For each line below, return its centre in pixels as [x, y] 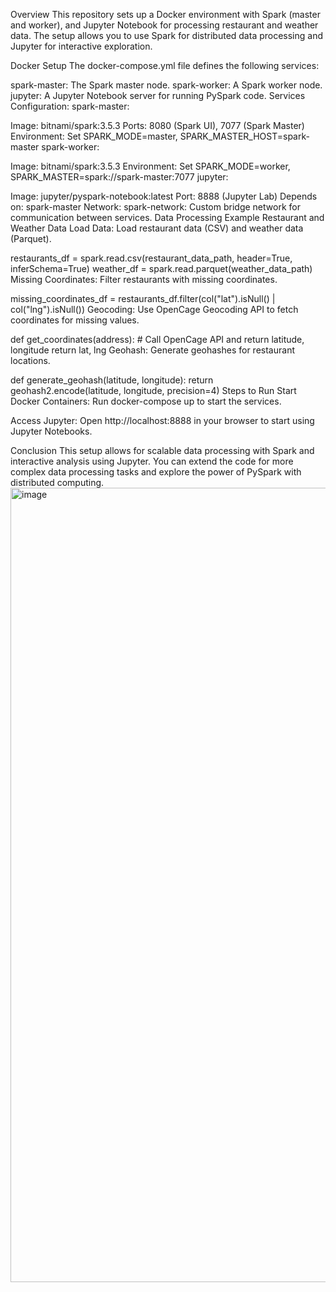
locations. [30, 360]
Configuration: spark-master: [70, 106]
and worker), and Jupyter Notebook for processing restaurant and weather [164, 25]
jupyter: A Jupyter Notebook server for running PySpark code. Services [158, 95]
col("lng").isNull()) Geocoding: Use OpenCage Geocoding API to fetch [154, 309]
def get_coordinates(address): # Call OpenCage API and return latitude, [157, 339]
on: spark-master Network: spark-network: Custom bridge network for [155, 207]
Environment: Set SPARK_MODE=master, [94, 136]
